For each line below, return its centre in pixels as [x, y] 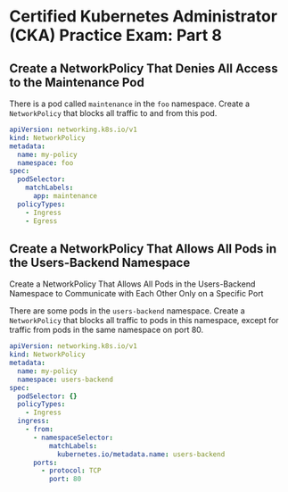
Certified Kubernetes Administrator [144, 17]
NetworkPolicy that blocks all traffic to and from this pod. [113, 113]
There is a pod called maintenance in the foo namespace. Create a [130, 104]
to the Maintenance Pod [77, 82]
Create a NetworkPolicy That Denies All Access [144, 68]
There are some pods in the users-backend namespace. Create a [127, 311]
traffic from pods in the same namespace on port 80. [107, 330]
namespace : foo [45, 163]
